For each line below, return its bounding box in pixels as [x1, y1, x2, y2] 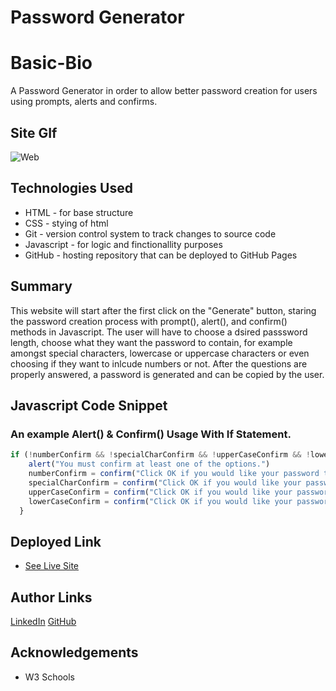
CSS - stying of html [24, 217, 109, 229]
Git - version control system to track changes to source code [24, 227, 277, 240]
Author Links [10, 589, 93, 606]
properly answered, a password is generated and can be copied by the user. [10, 368, 325, 380]
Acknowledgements [10, 644, 139, 661]
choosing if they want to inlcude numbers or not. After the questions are [10, 357, 308, 370]
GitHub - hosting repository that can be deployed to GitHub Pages [24, 249, 298, 261]
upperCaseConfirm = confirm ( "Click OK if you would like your [28, 487, 293, 497]
